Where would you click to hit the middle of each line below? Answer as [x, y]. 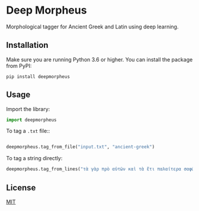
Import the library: [28, 109]
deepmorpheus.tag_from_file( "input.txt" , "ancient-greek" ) [81, 147]
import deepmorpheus [32, 120]
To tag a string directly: [34, 158]
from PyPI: [19, 66]
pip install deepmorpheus [38, 77]
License [21, 188]
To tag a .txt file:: [28, 131]
